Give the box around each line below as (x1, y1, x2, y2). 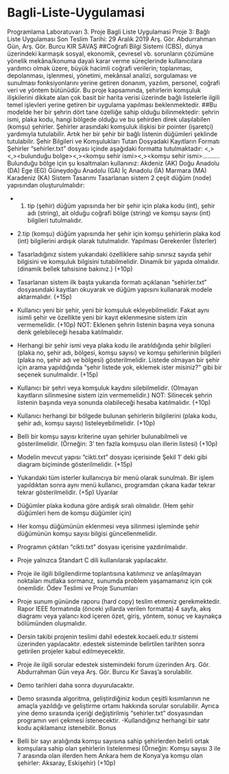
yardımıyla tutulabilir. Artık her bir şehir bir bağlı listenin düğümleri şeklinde (7, 129, 218, 138)
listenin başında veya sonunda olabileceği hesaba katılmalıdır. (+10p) (16, 398, 211, 406)
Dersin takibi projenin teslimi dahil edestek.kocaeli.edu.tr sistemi (16, 632, 199, 641)
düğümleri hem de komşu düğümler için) (16, 509, 132, 517)
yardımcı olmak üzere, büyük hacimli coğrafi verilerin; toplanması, (7, 64, 193, 72)
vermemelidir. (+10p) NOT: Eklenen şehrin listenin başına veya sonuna (16, 320, 215, 329)
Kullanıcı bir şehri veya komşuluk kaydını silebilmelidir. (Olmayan (16, 384, 199, 392)
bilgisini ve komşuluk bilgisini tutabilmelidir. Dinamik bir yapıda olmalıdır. (16, 257, 220, 265)
